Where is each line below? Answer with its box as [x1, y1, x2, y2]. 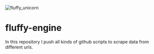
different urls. [5, 44, 34, 50]
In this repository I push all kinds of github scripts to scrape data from [5, 38, 149, 44]
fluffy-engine [5, 22, 62, 33]
